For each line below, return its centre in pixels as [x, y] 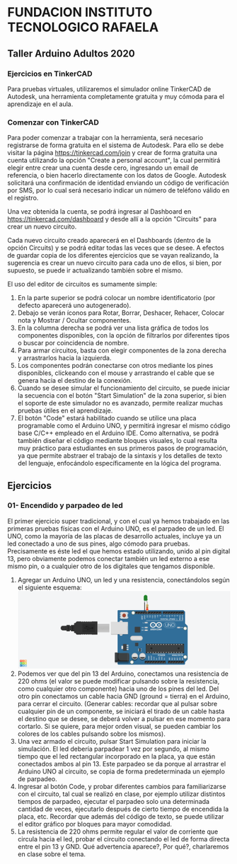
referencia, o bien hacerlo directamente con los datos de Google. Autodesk [117, 175]
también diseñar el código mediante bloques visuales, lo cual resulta [117, 441]
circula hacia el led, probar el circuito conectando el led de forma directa [123, 839]
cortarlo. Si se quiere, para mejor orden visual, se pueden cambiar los [119, 726]
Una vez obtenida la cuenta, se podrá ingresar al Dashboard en [99, 212]
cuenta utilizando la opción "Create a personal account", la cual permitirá [114, 161]
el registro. [23, 198]
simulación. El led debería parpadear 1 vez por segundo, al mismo [114, 749]
